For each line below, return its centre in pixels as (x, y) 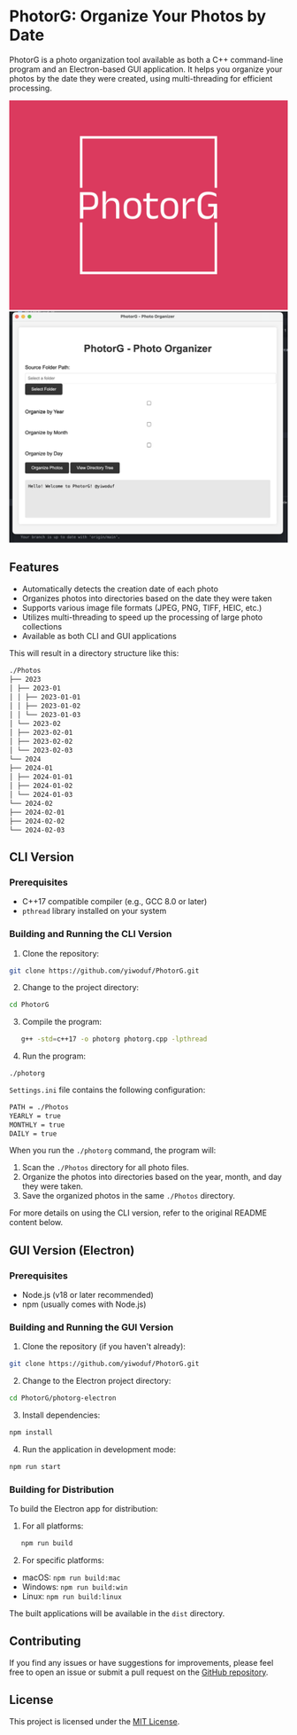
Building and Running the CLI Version (91, 934)
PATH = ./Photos (39, 1107)
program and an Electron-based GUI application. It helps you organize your (146, 69)
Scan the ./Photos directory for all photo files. (105, 1168)
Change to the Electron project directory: (96, 1381)
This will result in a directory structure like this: (94, 653)
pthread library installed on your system (94, 911)
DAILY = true (33, 1134)
